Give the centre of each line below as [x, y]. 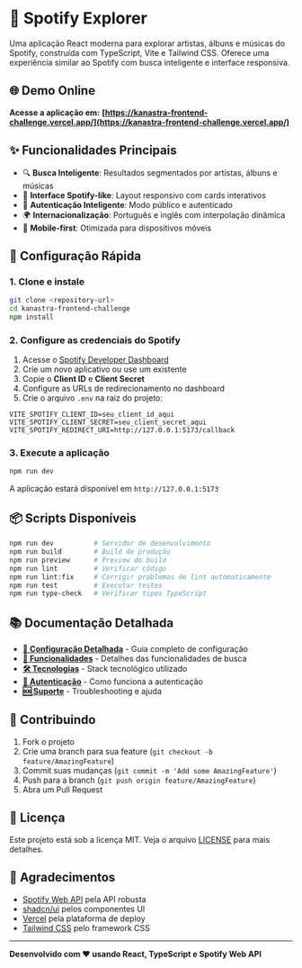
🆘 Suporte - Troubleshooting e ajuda [92, 692]
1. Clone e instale [47, 281]
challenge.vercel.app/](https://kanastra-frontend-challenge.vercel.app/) [150, 122]
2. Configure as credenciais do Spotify [95, 339]
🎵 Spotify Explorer [79, 18]
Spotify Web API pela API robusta [84, 899]
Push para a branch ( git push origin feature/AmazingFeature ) [139, 780]
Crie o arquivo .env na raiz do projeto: [93, 398]
